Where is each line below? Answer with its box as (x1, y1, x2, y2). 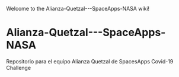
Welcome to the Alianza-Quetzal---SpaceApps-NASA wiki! (6, 5, 150, 12)
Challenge (6, 64, 31, 71)
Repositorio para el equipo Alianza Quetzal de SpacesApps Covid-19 (6, 57, 174, 65)
